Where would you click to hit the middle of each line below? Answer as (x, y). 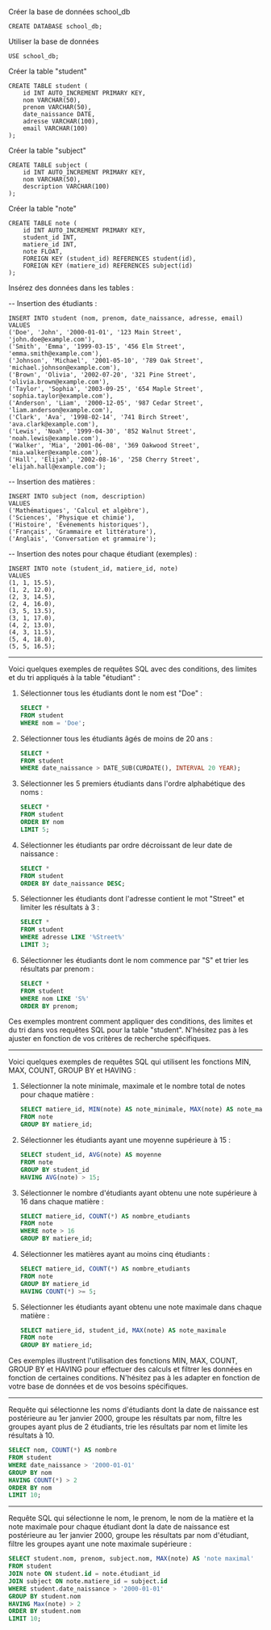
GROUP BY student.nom (45, 1596)
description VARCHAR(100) (67, 187)
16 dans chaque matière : (62, 1201)
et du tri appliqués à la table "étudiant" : (74, 677)
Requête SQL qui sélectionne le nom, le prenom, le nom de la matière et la (131, 1519)
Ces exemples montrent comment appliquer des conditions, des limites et (131, 1022)
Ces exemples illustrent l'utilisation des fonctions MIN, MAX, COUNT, (123, 1361)
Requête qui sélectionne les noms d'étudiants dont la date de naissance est (134, 1409)
